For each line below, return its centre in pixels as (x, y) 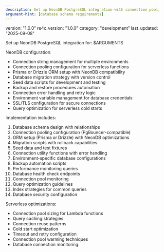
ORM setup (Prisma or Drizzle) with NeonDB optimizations (71, 137)
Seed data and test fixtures (40, 148)
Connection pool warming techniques (50, 239)
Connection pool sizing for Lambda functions (58, 213)
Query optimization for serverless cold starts (57, 108)
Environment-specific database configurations (59, 158)
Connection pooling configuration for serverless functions (71, 67)
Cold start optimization (36, 229)
